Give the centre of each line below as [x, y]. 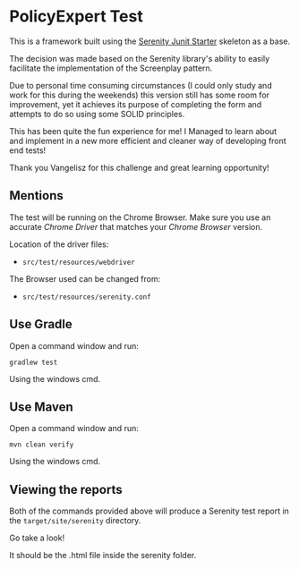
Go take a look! [37, 538]
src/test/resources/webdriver [79, 262]
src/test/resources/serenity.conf [86, 297]
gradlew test [34, 362]
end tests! [28, 150]
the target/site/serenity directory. [75, 521]
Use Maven [41, 407]
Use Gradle [41, 324]
